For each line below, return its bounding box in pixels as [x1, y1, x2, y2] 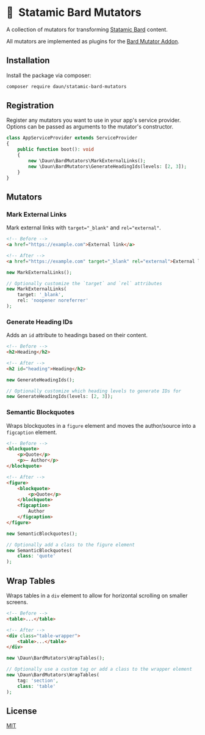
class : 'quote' [17, 553, 56, 559]
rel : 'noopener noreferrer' [17, 297, 88, 304]
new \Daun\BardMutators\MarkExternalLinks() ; [28, 157, 146, 164]
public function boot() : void [17, 146, 95, 152]
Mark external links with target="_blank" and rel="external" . [6, 224, 161, 231]
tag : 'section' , [17, 677, 59, 684]
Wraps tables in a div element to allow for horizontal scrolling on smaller [6, 592, 188, 599]
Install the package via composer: [6, 72, 92, 79]
